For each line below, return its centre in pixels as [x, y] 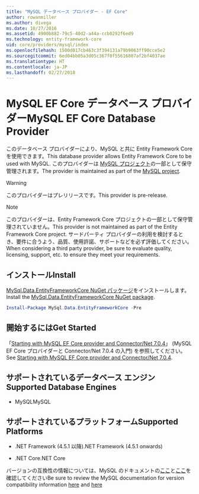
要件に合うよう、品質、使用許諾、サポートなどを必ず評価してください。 [104, 242]
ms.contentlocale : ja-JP [37, 67]
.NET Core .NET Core [40, 458]
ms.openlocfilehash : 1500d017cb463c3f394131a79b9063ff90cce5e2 [86, 51]
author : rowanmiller [32, 17]
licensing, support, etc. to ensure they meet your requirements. [83, 255]
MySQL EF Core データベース [78, 104]
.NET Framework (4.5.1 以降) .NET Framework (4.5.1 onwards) [89, 446]
